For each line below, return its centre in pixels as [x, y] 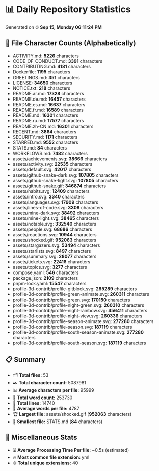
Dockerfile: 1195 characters [41, 72]
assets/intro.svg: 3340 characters [49, 196]
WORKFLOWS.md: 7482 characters [50, 153]
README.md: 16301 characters [46, 115]
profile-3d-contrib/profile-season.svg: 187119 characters [72, 327]
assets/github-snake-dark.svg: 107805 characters [65, 175]
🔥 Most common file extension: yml [51, 457]
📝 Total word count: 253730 [43, 398]
